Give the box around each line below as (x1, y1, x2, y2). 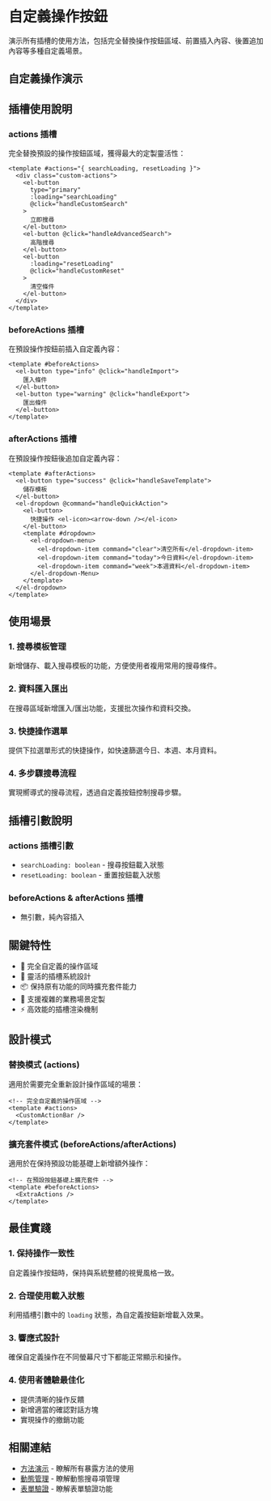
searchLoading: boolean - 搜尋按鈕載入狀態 (19, 860, 164, 869)
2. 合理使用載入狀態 (8, 1290, 85, 1302)
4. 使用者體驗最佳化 (8, 1374, 85, 1386)
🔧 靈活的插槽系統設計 (19, 971, 91, 981)
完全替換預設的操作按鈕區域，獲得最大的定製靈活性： (8, 148, 186, 158)
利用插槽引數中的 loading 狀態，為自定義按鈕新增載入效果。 (8, 1310, 208, 1319)
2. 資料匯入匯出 (8, 683, 69, 694)
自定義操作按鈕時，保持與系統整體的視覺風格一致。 (8, 1267, 179, 1277)
